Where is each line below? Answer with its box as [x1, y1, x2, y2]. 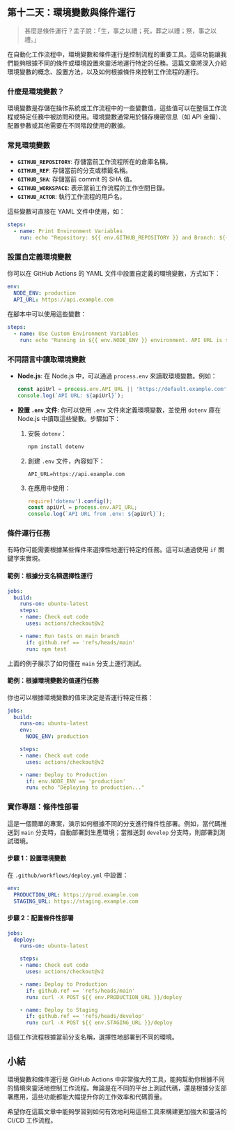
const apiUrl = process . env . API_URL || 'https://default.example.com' [17, 385, 227, 392]
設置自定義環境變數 [7, 252, 72, 262]
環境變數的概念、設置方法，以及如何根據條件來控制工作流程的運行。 [7, 67, 203, 75]
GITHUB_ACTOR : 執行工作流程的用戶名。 [17, 193, 126, 201]
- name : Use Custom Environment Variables [13, 330, 139, 337]
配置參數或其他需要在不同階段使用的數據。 [7, 121, 130, 130]
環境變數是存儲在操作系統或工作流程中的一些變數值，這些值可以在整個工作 [7, 104, 221, 112]
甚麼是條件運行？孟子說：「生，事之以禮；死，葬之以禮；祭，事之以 [24, 27, 217, 35]
